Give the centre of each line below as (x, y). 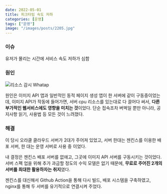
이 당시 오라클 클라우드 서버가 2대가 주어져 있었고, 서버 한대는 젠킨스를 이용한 (81, 140)
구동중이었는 (148, 95)
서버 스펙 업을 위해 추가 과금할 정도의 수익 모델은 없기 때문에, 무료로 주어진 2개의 (84, 163)
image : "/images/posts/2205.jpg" (40, 28)
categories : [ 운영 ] (25, 19)
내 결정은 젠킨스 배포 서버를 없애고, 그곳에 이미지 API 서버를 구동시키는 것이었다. (83, 157)
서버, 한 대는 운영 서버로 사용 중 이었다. (48, 146)
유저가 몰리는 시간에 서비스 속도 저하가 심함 (47, 58)
